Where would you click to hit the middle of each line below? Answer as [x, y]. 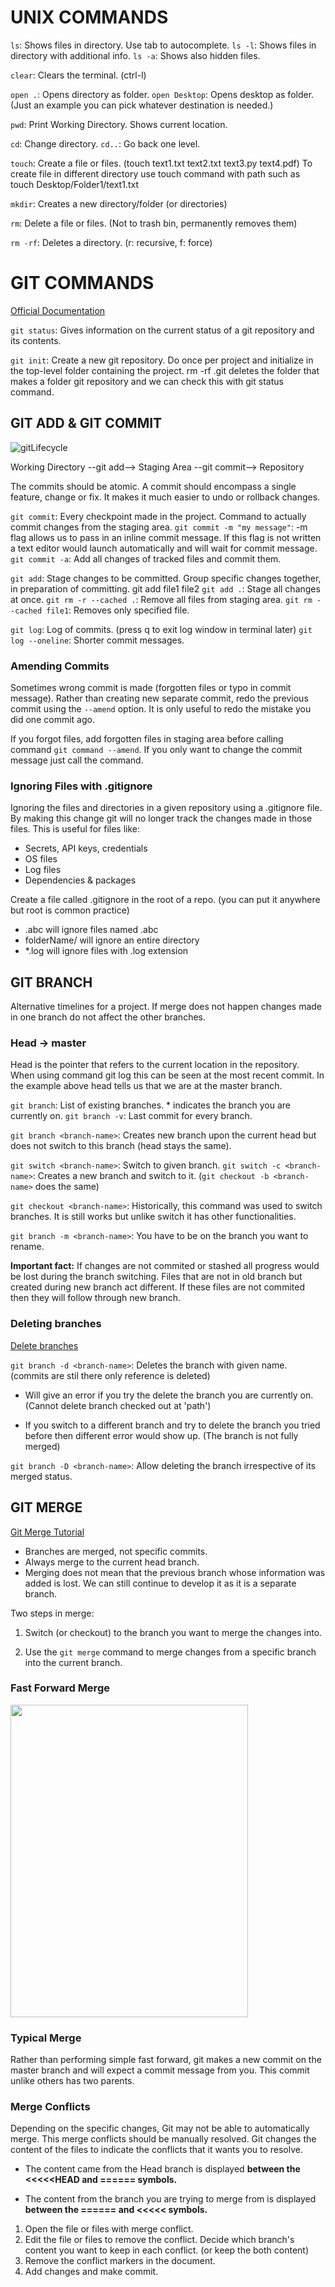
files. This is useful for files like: [75, 829]
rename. [27, 1247]
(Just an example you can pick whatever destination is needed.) [142, 105]
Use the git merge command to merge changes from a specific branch [170, 1652]
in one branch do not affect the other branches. [108, 1017]
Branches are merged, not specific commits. [116, 1551]
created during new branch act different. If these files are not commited [157, 1287]
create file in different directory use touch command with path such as [155, 173]
